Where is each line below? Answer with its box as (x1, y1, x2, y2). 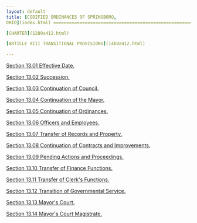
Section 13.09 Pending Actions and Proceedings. (6, 154, 124, 161)
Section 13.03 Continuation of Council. (6, 85, 99, 92)
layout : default (6, 8, 46, 15)
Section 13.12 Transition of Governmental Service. (6, 188, 126, 195)
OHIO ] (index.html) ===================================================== (6, 19, 193, 25)
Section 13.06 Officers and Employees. (6, 119, 100, 127)
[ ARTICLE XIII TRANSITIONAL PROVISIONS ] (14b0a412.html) (6, 41, 145, 47)
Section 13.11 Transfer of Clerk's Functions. (6, 176, 110, 183)
